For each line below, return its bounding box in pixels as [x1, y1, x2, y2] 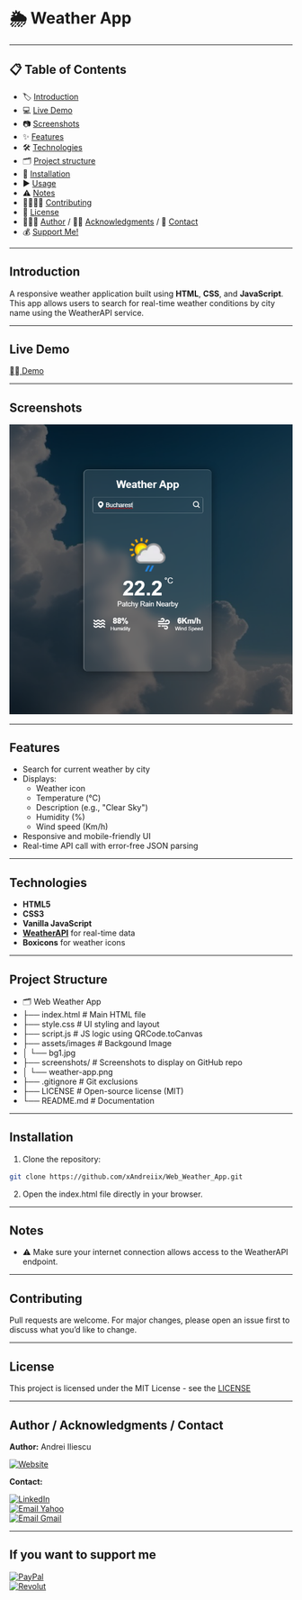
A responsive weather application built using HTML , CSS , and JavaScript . [9, 288, 284, 299]
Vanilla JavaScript [22, 918, 93, 929]
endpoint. [22, 1256, 58, 1267]
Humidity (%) [35, 812, 85, 823]
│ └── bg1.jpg [22, 1047, 76, 1058]
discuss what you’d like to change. [9, 1324, 138, 1335]
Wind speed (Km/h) [35, 821, 109, 832]
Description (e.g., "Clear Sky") [35, 802, 148, 813]
